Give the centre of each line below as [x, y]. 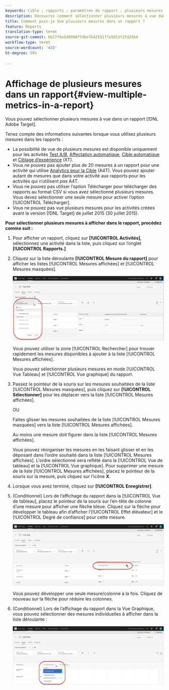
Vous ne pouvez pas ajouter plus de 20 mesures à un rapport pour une [86, 165]
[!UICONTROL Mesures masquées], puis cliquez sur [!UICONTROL [81, 389]
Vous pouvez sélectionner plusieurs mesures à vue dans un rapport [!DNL [82, 119]
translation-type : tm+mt [31, 32]
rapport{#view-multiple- [94, 94]
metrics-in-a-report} [50, 105]
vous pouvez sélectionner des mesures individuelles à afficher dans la [85, 614]
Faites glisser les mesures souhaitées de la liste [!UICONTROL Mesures [86, 420]
